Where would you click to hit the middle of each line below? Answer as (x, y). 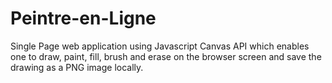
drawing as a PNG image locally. (77, 67)
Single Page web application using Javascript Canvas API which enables (160, 46)
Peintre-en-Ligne (83, 18)
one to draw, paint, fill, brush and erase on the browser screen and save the (166, 56)
